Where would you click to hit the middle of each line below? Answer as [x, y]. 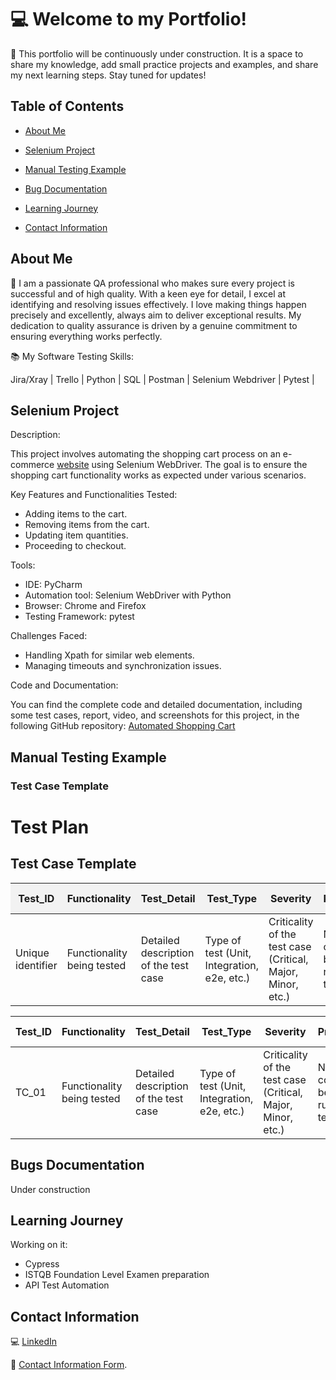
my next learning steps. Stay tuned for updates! [108, 75]
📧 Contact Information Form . [69, 1365]
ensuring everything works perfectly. [86, 336]
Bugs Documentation [77, 1165]
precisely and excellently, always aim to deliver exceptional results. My [156, 315]
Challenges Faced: [49, 636]
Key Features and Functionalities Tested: [94, 495]
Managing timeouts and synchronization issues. [123, 666]
